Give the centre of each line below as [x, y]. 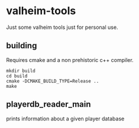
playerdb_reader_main [49, 104]
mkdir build [21, 71]
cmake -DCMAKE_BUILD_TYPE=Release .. [53, 81]
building [22, 46]
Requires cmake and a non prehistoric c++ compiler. [70, 60]
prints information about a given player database [65, 119]
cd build [17, 76]
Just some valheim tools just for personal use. [62, 27]
